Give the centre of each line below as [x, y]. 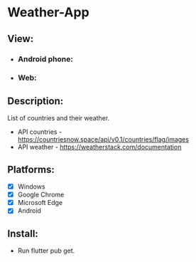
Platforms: [31, 169]
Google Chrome [41, 195]
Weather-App [49, 12]
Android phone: [45, 59]
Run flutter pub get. [46, 251]
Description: [36, 101]
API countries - [40, 132]
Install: [23, 233]
